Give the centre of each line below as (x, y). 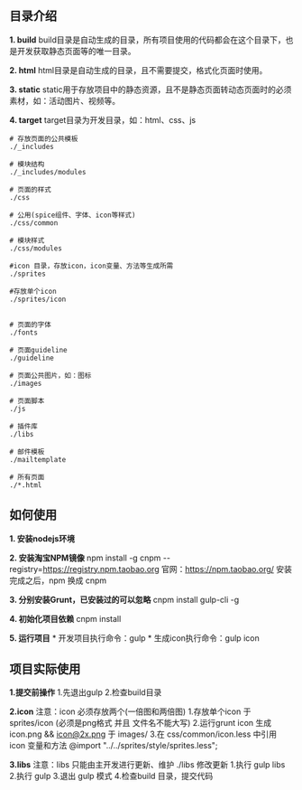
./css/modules (36, 248)
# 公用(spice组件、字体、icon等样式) (73, 215)
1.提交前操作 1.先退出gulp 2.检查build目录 (86, 692)
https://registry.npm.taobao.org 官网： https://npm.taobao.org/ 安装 (168, 569)
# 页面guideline (38, 350)
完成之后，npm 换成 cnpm (58, 580)
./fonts (24, 333)
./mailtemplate (38, 459)
